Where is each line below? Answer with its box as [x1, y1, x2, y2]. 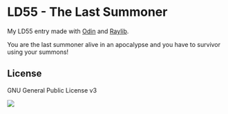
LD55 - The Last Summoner [7, 4, 168, 20]
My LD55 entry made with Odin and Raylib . [7, 27, 129, 35]
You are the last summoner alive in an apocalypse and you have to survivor [7, 40, 221, 48]
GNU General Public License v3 [7, 86, 97, 94]
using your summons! [7, 48, 69, 56]
